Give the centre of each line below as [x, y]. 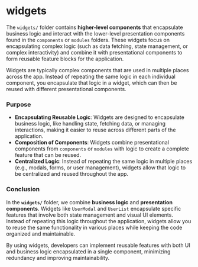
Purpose [19, 104]
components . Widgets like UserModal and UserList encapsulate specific [94, 208]
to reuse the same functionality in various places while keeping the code [94, 227]
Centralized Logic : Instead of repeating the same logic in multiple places [103, 162]
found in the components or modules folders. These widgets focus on [88, 40]
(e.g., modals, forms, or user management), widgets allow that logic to [100, 168]
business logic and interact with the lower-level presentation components [95, 33]
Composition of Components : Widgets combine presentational [92, 143]
